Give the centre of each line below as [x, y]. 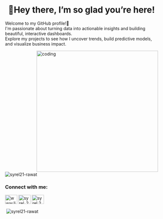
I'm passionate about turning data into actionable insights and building [75, 28]
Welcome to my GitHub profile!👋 [37, 23]
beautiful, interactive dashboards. [39, 33]
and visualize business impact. [36, 44]
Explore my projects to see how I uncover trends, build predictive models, [79, 39]
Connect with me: [26, 187]
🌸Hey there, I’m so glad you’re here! [81, 10]
